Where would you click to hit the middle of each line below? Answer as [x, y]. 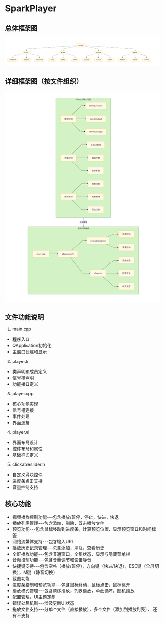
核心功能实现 [25, 404]
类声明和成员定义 [29, 372]
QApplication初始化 [32, 345]
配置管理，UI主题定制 [34, 597]
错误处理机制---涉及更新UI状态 [43, 603]
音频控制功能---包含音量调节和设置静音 [52, 560]
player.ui [21, 432]
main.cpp [22, 329]
